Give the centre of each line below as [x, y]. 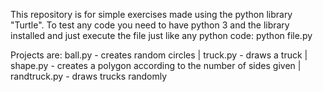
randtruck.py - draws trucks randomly [89, 76]
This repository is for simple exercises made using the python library [151, 14]
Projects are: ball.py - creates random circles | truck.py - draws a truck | [159, 55]
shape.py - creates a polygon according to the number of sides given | [156, 65]
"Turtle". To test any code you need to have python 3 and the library [150, 25]
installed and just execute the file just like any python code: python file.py [161, 35]
